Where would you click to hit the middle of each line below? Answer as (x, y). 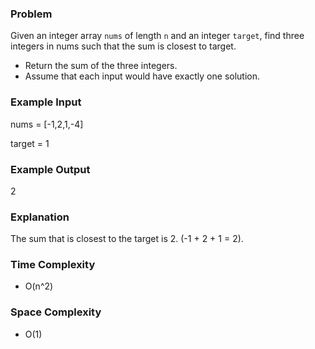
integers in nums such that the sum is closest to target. (123, 46)
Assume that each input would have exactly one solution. (142, 76)
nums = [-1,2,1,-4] (47, 124)
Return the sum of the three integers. (101, 66)
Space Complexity (56, 312)
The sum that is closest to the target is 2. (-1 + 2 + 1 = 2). (127, 239)
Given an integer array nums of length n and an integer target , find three (157, 36)
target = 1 (30, 143)
